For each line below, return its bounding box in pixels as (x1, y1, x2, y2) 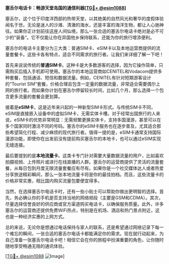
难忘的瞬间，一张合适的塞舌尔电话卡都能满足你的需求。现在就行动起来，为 (9, 231, 164, 236)
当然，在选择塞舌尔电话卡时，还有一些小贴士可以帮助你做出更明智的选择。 (5, 189, 159, 194)
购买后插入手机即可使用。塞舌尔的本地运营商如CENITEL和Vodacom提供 (9, 68, 158, 74)
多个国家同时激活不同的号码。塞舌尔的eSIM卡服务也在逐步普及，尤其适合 (5, 123, 157, 129)
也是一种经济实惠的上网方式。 (5, 214, 67, 219)
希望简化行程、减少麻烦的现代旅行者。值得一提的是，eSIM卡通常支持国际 (9, 129, 161, 135)
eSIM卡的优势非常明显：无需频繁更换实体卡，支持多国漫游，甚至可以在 (14, 117, 161, 123)
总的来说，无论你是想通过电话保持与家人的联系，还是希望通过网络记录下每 (5, 224, 159, 230)
